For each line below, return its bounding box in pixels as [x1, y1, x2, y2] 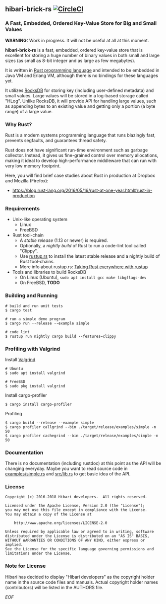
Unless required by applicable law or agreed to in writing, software [5, 529, 154, 534]
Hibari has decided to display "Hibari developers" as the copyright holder [5, 574, 155, 580]
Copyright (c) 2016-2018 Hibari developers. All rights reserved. [5, 495, 148, 500]
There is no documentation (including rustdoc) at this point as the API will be [5, 460, 162, 466]
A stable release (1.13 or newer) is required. [19, 237, 108, 243]
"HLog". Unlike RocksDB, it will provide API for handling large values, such [5, 98, 157, 104]
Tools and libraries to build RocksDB [12, 269, 87, 275]
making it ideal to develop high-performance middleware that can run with [5, 157, 157, 163]
